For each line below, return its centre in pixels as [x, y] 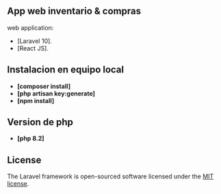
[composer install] [43, 86]
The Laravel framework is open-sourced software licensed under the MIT [110, 176]
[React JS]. [33, 48]
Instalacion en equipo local [66, 70]
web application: [30, 27]
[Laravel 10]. [35, 41]
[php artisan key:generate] [56, 93]
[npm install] [36, 100]
